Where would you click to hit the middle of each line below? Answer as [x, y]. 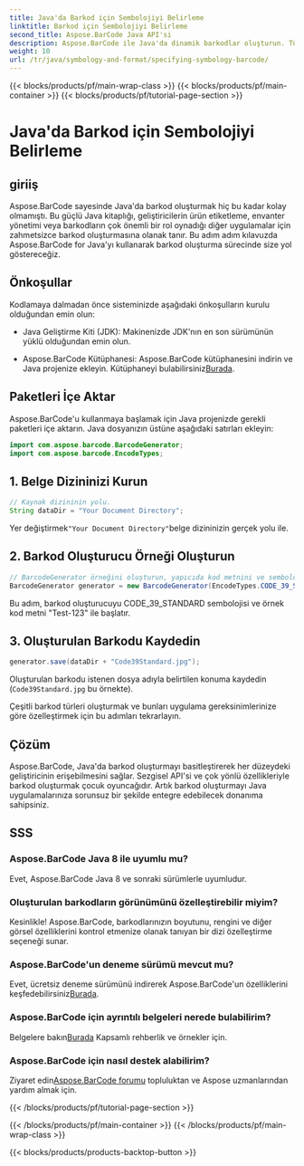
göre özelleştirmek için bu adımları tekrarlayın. [95, 716]
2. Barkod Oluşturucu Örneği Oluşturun [122, 556]
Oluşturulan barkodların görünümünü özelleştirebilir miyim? [144, 902]
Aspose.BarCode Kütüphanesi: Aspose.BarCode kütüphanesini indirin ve [157, 358]
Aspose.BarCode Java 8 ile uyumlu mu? [99, 859]
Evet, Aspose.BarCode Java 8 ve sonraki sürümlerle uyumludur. [128, 878]
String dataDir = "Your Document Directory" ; [96, 511]
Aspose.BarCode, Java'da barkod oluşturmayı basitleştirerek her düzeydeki [150, 766]
